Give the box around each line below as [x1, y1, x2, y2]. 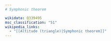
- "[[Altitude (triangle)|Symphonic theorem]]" [9, 29, 107, 34]
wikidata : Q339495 [5, 15, 42, 20]
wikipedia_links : [5, 24, 40, 29]
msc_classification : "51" [5, 20, 57, 25]
